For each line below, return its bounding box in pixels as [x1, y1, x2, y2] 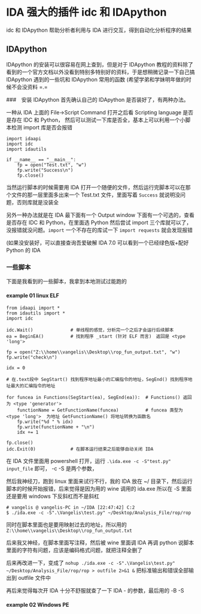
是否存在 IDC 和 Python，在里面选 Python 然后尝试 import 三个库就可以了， [6, 219, 192, 226]
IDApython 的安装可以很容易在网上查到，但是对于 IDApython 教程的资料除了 [6, 61, 193, 68]
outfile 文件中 [17, 574, 51, 582]
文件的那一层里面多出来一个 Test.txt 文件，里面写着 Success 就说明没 [11, 191, 181, 198]
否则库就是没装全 [16, 198, 59, 205]
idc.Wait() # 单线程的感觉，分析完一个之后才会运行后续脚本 [6, 327, 174, 333]
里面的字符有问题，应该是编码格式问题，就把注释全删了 [6, 546, 142, 554]
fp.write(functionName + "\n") [17, 424, 95, 430]
